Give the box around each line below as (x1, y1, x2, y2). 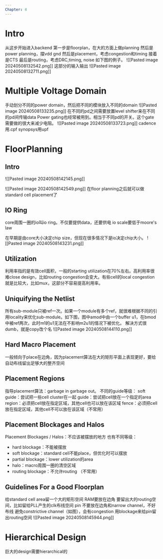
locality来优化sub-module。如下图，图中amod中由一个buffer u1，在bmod (9, 314, 156, 320)
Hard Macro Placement (5, 341, 76, 349)
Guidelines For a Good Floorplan (5, 483, 104, 491)
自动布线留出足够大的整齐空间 (5, 360, 65, 366)
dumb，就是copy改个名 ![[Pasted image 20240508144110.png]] (5, 326, 132, 332)
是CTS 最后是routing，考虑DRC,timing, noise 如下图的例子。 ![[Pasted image (5, 57, 158, 63)
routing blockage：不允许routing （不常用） (12, 469, 100, 475)
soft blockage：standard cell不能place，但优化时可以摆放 (12, 450, 128, 456)
